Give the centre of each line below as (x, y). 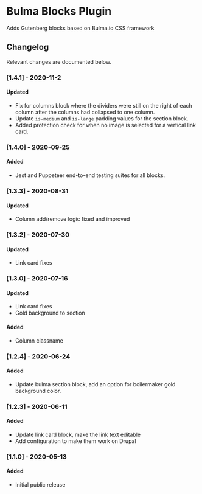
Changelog (28, 47)
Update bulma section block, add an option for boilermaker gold (95, 384)
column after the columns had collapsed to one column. (85, 112)
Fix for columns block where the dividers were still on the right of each (104, 105)
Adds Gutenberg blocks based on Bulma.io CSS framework (80, 28)
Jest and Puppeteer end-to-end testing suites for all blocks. (90, 175)
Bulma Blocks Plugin (59, 11)
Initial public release (40, 484)
